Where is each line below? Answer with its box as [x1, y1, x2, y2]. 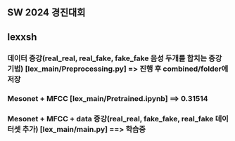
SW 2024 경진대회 [7, 6, 86, 19]
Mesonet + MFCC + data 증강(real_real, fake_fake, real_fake [7, 114, 214, 123]
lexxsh [7, 31, 37, 43]
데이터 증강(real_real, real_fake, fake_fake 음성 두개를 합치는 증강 [7, 53, 222, 63]
